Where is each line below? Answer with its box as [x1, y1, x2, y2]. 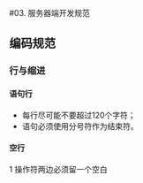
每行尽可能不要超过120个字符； [21, 110, 136, 120]
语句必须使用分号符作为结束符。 [21, 120, 139, 131]
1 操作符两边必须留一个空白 [9, 164, 108, 174]
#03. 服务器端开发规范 [9, 8, 91, 18]
